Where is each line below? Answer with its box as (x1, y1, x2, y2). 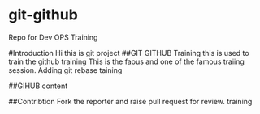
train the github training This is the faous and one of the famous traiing (8, 57, 245, 66)
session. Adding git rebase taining (8, 65, 123, 74)
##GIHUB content (8, 81, 67, 91)
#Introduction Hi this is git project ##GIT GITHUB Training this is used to (8, 48, 249, 57)
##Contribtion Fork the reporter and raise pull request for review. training (8, 96, 253, 106)
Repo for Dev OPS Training (8, 32, 98, 42)
